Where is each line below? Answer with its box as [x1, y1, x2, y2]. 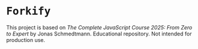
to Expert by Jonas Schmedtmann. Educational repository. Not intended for [6, 30, 192, 37]
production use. [6, 36, 46, 43]
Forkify [6, 5, 51, 18]
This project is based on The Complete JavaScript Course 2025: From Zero [6, 24, 193, 31]
